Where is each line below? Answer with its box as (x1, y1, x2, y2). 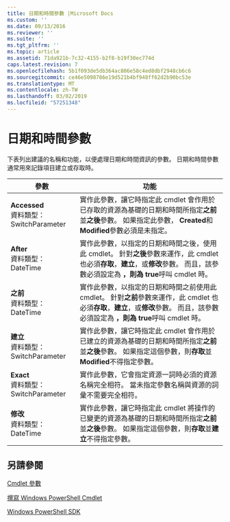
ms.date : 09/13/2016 (7, 23, 66, 29)
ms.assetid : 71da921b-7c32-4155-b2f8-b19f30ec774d (7, 55, 155, 62)
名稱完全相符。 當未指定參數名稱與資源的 (79, 380, 212, 390)
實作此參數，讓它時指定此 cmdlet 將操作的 (79, 403, 216, 412)
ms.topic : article (7, 49, 60, 56)
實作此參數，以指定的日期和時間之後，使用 (79, 238, 217, 248)
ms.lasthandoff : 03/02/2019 (7, 93, 88, 100)
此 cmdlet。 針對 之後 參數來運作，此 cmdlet (79, 248, 219, 258)
